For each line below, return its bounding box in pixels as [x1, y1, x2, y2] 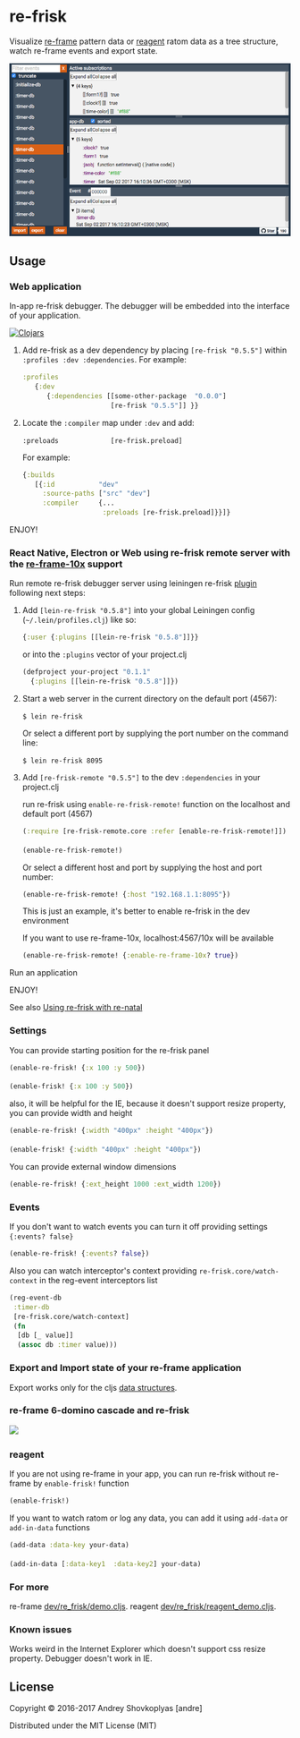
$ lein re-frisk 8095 [21, 756, 103, 765]
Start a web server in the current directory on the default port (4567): [21, 693, 278, 703]
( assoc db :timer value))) [17, 1341, 118, 1350]
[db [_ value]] [17, 1331, 74, 1340]
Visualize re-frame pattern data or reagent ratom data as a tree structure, [9, 36, 279, 47]
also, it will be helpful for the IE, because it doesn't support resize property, [9, 1098, 286, 1109]
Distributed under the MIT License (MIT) [9, 1720, 157, 1731]
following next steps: [9, 588, 87, 599]
